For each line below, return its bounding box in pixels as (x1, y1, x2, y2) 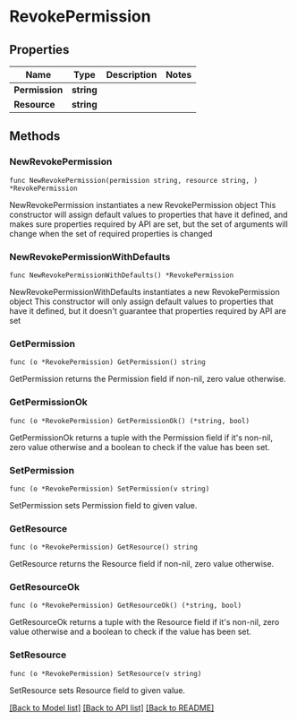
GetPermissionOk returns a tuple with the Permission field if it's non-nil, (9, 432, 274, 443)
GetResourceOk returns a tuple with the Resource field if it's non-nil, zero (9, 617, 280, 628)
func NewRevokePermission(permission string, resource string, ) (9, 176, 258, 185)
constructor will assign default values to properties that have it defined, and (9, 209, 288, 220)
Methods (9, 128, 61, 144)
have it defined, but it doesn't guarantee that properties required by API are (9, 305, 286, 316)
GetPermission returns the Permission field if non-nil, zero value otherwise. (9, 374, 286, 385)
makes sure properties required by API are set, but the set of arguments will (9, 218, 288, 230)
